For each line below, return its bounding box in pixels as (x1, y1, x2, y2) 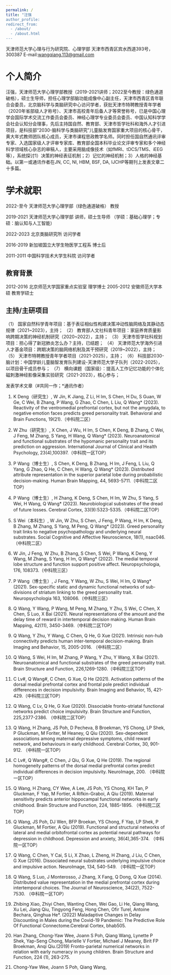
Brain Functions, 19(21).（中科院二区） (13, 416, 93, 422)
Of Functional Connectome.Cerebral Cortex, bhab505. (13, 922, 126, 929)
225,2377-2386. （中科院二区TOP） (13, 714, 89, 721)
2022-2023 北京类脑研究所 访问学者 (6, 230, 81, 237)
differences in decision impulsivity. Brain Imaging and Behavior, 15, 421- (13, 686, 163, 692)
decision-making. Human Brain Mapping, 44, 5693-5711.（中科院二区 (13, 477, 158, 483)
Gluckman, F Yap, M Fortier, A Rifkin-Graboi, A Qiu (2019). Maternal (13, 790, 154, 797)
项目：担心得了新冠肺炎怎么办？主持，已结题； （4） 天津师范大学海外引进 (6, 340, 162, 346)
